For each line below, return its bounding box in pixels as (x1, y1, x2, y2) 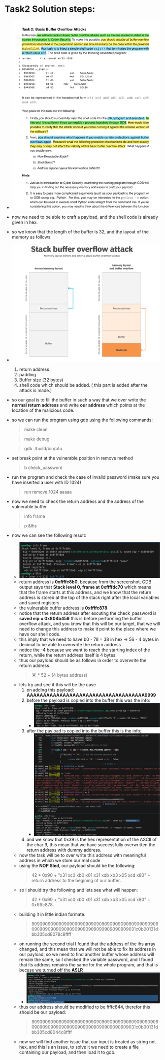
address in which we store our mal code (19, 858, 100, 863)
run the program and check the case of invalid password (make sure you (11, 474, 160, 480)
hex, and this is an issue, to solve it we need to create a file (19, 1044, 139, 1050)
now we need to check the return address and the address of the (11, 498, 144, 504)
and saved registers (19, 600, 60, 606)
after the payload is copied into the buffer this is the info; (26, 728, 142, 734)
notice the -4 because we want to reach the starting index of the (19, 647, 151, 653)
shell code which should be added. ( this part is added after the (19, 382, 148, 388)
